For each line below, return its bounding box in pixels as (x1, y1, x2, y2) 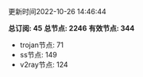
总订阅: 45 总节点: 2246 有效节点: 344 (8, 24, 135, 33)
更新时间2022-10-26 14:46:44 (8, 7, 107, 16)
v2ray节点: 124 (19, 60, 69, 69)
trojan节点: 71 (19, 40, 64, 49)
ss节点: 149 (19, 50, 57, 59)
